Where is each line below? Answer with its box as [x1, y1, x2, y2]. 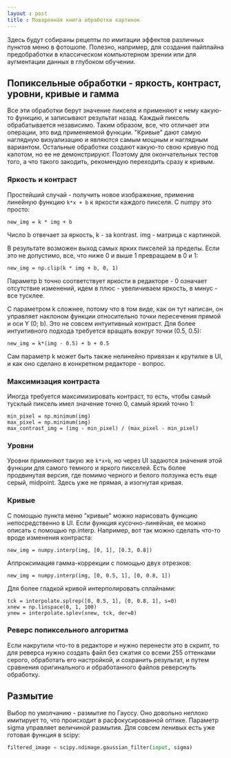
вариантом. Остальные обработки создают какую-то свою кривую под [7, 143, 219, 152]
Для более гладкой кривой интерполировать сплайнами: [7, 584, 176, 593]
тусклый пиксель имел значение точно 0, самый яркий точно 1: [7, 399, 194, 407]
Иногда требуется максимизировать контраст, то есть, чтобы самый [7, 392, 211, 400]
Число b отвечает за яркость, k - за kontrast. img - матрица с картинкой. [7, 230, 222, 238]
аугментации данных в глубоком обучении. [7, 57, 136, 65]
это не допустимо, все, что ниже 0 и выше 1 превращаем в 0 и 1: [7, 251, 199, 259]
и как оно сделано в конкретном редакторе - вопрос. [7, 359, 166, 367]
